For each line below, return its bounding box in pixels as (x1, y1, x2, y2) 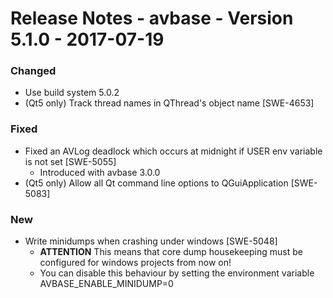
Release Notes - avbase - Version (10, 7, 294, 30)
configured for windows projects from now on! (39, 257, 232, 269)
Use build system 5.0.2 (24, 87, 120, 99)
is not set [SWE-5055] (24, 155, 117, 167)
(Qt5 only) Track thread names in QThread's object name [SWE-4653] (24, 97, 315, 109)
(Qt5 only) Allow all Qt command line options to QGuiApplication (24, 177, 289, 189)
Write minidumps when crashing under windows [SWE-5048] (24, 235, 278, 247)
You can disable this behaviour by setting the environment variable (39, 267, 315, 279)
